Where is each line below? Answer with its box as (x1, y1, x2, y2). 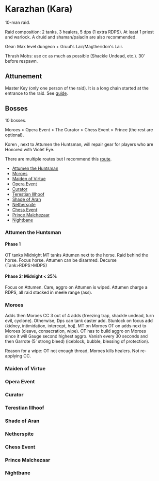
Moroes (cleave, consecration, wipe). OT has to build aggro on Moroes (5, 328, 146, 334)
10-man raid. (5, 19, 31, 25)
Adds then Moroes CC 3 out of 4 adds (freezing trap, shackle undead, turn (5, 313, 154, 319)
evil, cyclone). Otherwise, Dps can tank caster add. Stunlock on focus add (5, 318, 153, 324)
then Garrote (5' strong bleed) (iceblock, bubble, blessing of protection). (5, 338, 149, 344)
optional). (5, 132, 24, 138)
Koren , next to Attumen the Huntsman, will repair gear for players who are (5, 141, 154, 147)
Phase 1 (5, 241, 21, 247)
